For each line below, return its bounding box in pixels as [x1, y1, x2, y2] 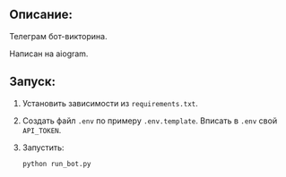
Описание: [9, 7, 74, 22]
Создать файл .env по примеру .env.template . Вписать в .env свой [22, 115, 278, 126]
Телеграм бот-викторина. [9, 30, 108, 41]
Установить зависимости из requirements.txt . [22, 97, 199, 108]
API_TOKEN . [22, 124, 62, 135]
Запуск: [9, 74, 56, 89]
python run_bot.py [22, 159, 91, 168]
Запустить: [22, 142, 65, 153]
